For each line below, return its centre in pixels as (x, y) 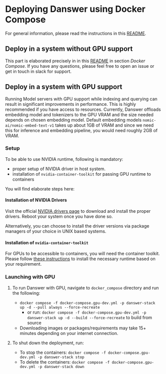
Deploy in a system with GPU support (64, 87)
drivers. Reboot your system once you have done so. (59, 217)
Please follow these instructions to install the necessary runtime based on (81, 259)
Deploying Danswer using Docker (75, 9)
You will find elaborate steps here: (40, 188)
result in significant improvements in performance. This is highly (71, 104)
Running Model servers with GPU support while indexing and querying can (81, 99)
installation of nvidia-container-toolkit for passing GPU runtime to (82, 174)
